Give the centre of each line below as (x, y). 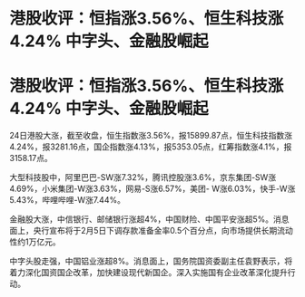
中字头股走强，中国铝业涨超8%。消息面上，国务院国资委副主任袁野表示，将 (151, 261)
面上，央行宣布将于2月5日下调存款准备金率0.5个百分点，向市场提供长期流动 (151, 231)
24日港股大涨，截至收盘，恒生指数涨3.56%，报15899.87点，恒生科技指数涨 (151, 136)
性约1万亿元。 (35, 242)
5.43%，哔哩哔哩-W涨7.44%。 (67, 200)
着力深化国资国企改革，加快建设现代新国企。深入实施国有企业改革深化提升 (148, 273)
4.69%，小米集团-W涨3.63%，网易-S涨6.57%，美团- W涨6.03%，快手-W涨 (152, 189)
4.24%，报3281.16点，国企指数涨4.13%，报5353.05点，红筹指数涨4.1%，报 (151, 147)
